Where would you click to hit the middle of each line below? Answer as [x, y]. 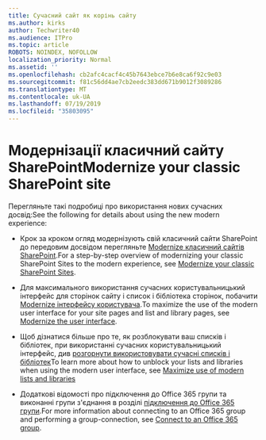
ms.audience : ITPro [40, 38]
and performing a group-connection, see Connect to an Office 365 [129, 419]
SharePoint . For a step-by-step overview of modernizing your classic [131, 255]
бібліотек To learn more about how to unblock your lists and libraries [131, 362]
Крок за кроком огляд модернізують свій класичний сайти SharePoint [139, 238]
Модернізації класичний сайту [116, 151]
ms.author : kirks [37, 23]
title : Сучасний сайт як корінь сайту [72, 15]
